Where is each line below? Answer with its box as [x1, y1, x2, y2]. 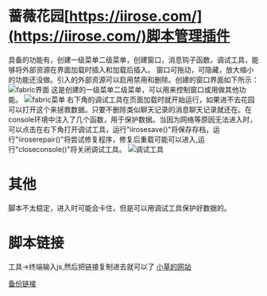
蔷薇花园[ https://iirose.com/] [8, 7, 203, 25]
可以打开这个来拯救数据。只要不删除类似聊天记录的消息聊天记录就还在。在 [8, 104, 252, 114]
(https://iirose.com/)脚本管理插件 [8, 27, 230, 45]
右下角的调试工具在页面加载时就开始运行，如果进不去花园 [67, 95, 256, 104]
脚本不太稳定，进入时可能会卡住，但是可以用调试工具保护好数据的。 [8, 203, 231, 212]
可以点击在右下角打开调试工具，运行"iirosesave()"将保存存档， [8, 124, 213, 134]
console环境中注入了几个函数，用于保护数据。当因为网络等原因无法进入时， [8, 115, 257, 124]
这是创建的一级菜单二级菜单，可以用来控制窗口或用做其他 [51, 84, 240, 94]
